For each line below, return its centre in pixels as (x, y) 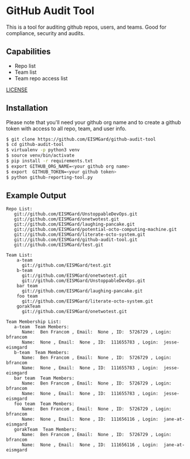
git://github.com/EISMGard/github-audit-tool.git (76, 240)
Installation (27, 108)
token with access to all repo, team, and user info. (66, 128)
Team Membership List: (34, 322)
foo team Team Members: (44, 404)
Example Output (36, 195)
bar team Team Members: (44, 378)
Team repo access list (41, 78)
